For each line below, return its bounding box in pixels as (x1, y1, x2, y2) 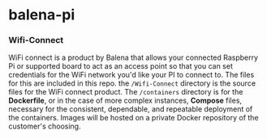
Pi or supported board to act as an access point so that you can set (8, 61, 233, 71)
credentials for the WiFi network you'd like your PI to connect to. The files (8, 70, 255, 80)
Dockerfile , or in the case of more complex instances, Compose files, (8, 95, 242, 106)
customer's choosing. (8, 121, 81, 131)
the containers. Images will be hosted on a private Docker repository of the (8, 113, 259, 123)
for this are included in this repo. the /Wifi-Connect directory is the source (8, 78, 256, 88)
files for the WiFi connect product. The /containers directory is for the (8, 87, 243, 97)
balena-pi (8, 6, 75, 24)
